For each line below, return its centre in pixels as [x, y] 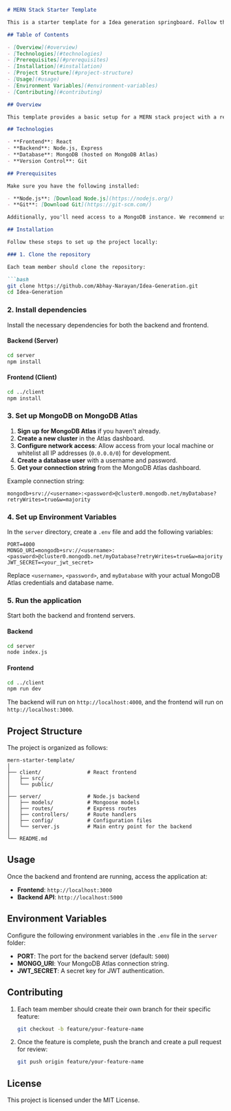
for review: [32, 1049]
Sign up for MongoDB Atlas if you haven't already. [89, 431]
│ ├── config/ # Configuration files [80, 821]
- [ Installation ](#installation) [55, 67]
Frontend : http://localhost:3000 [64, 890]
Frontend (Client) [32, 377]
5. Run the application [44, 600]
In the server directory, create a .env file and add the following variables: [110, 532]
